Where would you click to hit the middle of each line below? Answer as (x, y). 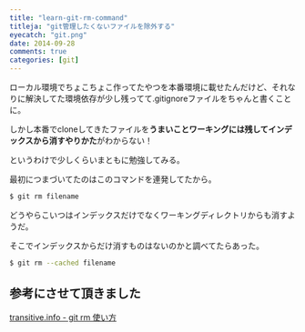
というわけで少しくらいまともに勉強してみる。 (97, 160)
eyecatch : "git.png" (49, 35)
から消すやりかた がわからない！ (93, 141)
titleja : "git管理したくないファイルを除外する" (92, 26)
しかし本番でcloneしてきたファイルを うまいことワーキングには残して (139, 129)
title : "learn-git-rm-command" (69, 18)
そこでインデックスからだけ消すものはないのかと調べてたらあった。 (137, 246)
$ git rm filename (44, 196)
